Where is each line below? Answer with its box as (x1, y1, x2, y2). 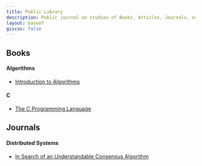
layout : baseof (6, 20, 44, 26)
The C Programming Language (14, 105, 91, 112)
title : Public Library (6, 8, 63, 15)
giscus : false (6, 25, 42, 32)
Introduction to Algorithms (14, 78, 80, 85)
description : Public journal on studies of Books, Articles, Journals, (6, 14, 189, 20)
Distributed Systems (6, 140, 59, 147)
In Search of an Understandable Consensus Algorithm (14, 153, 149, 160)
